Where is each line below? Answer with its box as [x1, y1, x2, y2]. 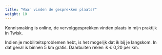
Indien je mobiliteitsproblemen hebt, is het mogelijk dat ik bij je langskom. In [5, 39, 157, 45]
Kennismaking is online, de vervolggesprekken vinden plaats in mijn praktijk [5, 25, 157, 30]
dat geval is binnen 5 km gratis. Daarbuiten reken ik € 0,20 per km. [5, 44, 139, 50]
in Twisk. [5, 30, 23, 36]
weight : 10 [5, 12, 27, 16]
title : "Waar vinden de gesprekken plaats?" [5, 7, 97, 12]
